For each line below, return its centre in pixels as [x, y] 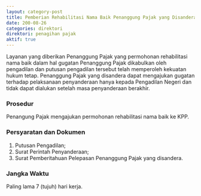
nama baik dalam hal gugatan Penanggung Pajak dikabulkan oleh [86, 63]
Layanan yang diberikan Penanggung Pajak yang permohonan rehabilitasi [97, 56]
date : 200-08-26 [26, 23]
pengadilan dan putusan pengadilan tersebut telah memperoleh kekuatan [96, 69]
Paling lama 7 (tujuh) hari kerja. [44, 186]
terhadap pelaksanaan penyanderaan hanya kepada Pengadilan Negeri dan [99, 82]
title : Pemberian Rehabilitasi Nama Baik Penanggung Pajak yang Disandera [101, 17]
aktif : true [21, 39]
